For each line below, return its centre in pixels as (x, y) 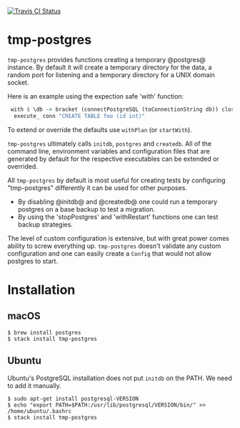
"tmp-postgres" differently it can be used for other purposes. (97, 188)
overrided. (22, 166)
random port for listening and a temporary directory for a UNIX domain (111, 74)
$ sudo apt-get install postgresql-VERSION (73, 399)
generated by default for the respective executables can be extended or (113, 159)
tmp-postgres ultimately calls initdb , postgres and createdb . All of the (110, 144)
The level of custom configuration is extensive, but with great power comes (119, 238)
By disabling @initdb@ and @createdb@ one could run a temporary (117, 201)
